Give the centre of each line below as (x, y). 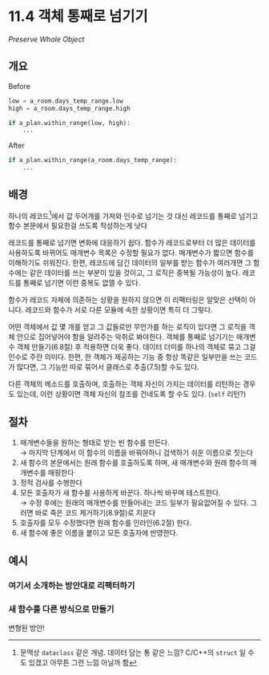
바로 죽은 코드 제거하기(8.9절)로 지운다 (95, 513)
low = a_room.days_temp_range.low (66, 101)
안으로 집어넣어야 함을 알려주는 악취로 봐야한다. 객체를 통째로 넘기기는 (125, 337)
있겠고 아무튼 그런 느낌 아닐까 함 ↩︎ (83, 662)
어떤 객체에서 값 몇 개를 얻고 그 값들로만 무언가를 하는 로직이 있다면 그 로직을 (128, 327)
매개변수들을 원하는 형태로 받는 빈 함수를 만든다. (94, 443)
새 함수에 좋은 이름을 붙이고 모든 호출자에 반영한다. (99, 533)
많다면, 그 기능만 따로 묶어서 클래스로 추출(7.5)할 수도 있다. (108, 367)
